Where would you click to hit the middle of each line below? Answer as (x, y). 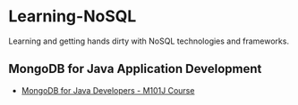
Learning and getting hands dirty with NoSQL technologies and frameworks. (149, 41)
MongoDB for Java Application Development (135, 69)
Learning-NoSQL (72, 16)
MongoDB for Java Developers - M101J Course (108, 90)
